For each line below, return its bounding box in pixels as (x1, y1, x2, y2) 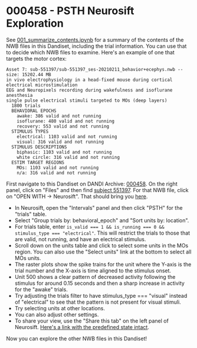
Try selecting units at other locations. (14, 304, 105, 311)
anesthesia (6, 92, 33, 98)
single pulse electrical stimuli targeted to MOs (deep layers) (6, 97, 168, 103)
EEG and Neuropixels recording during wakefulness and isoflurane (6, 87, 173, 93)
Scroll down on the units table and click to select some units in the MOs (14, 242, 189, 249)
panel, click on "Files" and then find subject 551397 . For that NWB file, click (6, 186, 189, 193)
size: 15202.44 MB (6, 71, 51, 77)
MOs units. (14, 254, 41, 261)
